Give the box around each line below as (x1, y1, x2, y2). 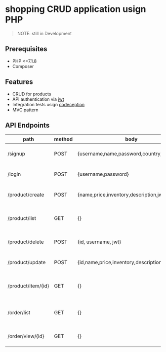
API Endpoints (5, 121, 50, 130)
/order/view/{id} (7, 333, 44, 340)
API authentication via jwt (12, 96, 64, 102)
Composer (12, 63, 34, 69)
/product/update (7, 259, 46, 266)
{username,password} (77, 171, 129, 178)
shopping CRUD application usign (5, 3, 147, 15)
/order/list (7, 309, 31, 316)
